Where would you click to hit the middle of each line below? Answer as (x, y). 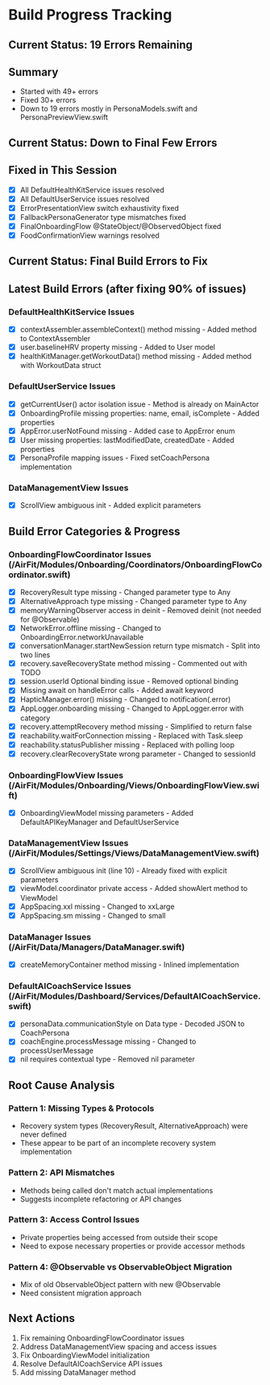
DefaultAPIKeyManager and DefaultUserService (100, 822)
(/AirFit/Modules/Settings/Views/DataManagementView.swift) (134, 853)
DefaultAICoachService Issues (70, 986)
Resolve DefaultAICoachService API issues (91, 1363)
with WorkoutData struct (60, 365)
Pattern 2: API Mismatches (62, 1172)
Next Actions (42, 1318)
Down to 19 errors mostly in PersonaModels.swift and (108, 109)
